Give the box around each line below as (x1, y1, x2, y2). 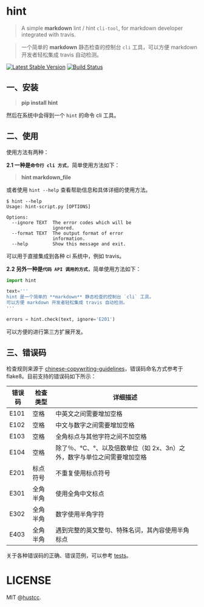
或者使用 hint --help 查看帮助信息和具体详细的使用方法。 (6, 186, 151, 193)
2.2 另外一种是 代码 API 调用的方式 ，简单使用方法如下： (6, 265, 141, 272)
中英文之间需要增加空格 (55, 409, 123, 418)
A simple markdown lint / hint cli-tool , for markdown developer (21, 24, 183, 32)
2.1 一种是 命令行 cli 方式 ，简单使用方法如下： (6, 161, 120, 169)
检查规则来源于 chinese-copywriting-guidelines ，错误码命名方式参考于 (6, 365, 183, 372)
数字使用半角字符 (55, 510, 104, 518)
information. (52, 236, 86, 242)
